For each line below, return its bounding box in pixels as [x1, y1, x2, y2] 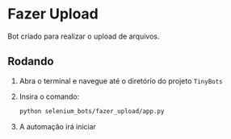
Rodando [7, 55, 54, 68]
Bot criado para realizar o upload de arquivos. [7, 31, 160, 41]
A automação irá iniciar [19, 121, 96, 131]
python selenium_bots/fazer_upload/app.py [19, 107, 165, 115]
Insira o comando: [19, 92, 80, 101]
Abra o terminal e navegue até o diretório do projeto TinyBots [19, 76, 223, 85]
